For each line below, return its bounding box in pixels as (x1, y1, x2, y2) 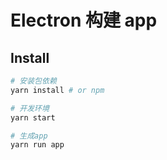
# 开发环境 (10, 103, 50, 113)
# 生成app (10, 131, 48, 141)
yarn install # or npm (10, 85, 105, 95)
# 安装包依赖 (10, 76, 57, 86)
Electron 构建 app (10, 9, 158, 32)
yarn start (10, 112, 56, 123)
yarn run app (10, 140, 65, 150)
